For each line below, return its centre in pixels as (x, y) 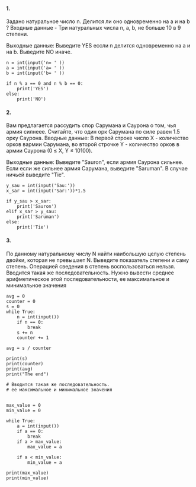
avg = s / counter (29, 348)
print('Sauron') (37, 207)
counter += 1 (33, 338)
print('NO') (31, 99)
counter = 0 (21, 301)
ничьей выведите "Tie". (36, 175)
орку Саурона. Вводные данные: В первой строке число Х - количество (97, 138)
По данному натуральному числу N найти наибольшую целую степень (96, 254)
